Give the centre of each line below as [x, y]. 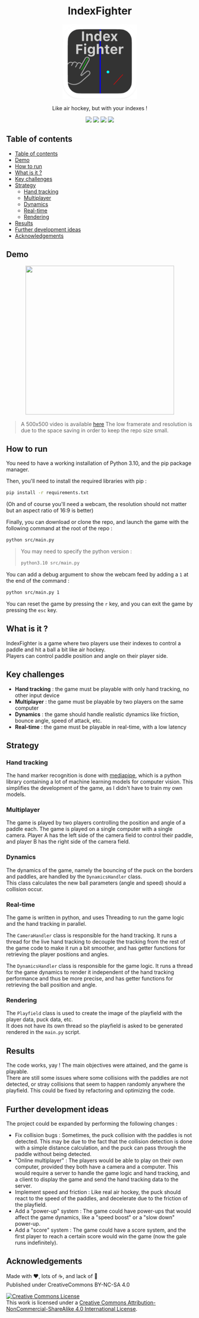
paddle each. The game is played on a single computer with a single [89, 829]
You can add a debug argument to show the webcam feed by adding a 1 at [97, 574]
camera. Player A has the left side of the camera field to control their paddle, [100, 835]
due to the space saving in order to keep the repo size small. [95, 430]
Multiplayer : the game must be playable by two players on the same [99, 701]
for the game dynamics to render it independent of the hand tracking [90, 972]
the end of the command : [38, 581]
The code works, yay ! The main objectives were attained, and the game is [97, 1065]
